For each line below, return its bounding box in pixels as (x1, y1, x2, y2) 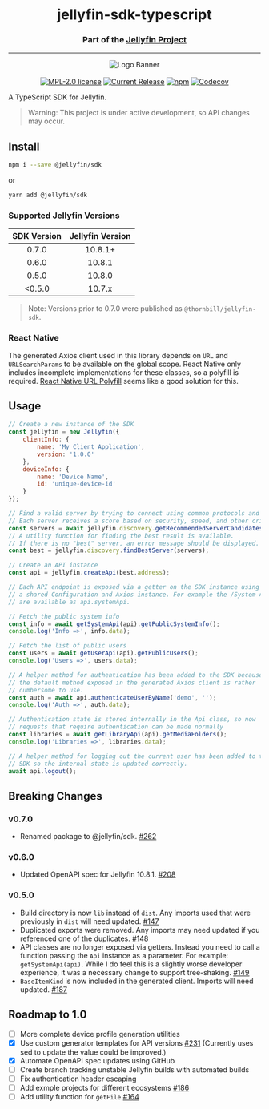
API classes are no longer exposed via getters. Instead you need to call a (19, 942, 260, 951)
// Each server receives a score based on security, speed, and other (8, 517, 249, 525)
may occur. (27, 116, 66, 126)
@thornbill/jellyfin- (183, 305, 256, 313)
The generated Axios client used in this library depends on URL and (8, 350, 228, 360)
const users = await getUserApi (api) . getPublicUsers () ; (8, 649, 199, 658)
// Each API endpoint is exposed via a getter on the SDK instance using (8, 583, 260, 591)
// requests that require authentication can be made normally (8, 723, 224, 731)
